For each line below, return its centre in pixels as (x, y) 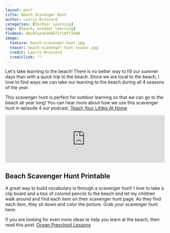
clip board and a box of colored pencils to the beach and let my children (80, 193)
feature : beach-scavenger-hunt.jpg (47, 43)
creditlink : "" (26, 57)
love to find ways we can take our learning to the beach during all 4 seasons (85, 82)
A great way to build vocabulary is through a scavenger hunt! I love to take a (85, 188)
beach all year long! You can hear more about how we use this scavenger (82, 103)
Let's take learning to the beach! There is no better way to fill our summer (82, 71)
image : (12, 38)
